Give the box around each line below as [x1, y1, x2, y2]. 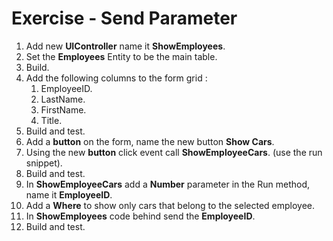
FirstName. [40, 103, 87, 116]
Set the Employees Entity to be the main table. [25, 50, 218, 62]
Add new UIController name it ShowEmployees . [25, 40, 226, 52]
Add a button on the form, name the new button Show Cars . [25, 135, 275, 147]
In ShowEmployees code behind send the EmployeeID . [25, 210, 256, 222]
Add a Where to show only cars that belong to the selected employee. [25, 199, 316, 211]
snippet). [25, 157, 63, 169]
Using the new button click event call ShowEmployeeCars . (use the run [25, 146, 323, 158]
